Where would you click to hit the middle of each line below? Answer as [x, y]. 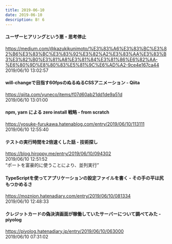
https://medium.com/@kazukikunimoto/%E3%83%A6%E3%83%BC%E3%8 [86, 48]
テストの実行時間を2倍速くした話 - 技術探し [52, 142]
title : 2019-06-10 [25, 10]
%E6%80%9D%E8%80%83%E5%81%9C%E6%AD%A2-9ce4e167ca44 [82, 65]
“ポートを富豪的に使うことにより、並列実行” [52, 165]
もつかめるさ [19, 184]
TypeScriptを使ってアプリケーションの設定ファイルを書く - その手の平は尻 [85, 178]
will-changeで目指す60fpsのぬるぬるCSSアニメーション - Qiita [73, 83]
